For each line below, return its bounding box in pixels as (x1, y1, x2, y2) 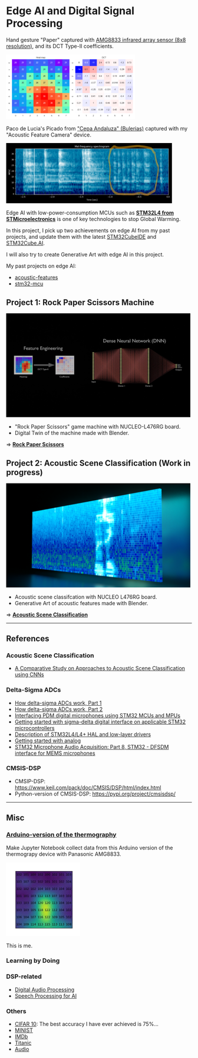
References (6, 634, 49, 644)
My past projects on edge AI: (6, 262, 77, 270)
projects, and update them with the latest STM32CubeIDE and (6, 233, 157, 241)
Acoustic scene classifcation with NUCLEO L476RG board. (14, 593, 157, 601)
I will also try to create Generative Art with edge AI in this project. (6, 251, 164, 258)
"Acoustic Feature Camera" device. (6, 131, 91, 138)
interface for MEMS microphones (14, 749, 95, 757)
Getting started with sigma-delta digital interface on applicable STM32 (14, 718, 186, 725)
